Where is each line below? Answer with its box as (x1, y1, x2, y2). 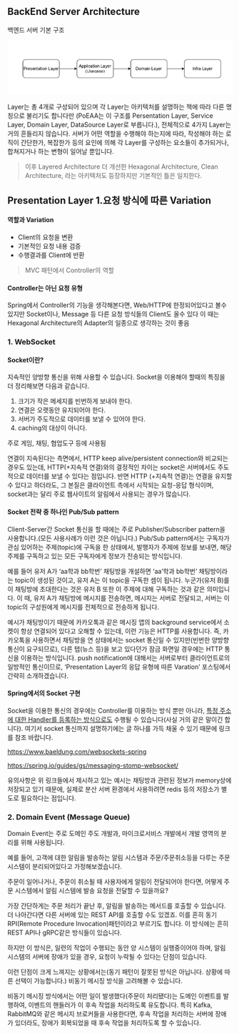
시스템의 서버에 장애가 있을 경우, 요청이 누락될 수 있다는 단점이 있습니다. (7, 953, 207, 961)
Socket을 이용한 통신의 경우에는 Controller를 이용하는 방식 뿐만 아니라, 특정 (7, 706, 219, 715)
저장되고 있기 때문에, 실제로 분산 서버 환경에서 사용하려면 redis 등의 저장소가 (7, 785, 220, 793)
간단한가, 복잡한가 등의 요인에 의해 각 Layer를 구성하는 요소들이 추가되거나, (20, 139, 230, 147)
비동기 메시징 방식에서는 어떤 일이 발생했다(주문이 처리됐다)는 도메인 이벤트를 (7, 992, 222, 1000)
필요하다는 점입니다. (20, 793, 76, 802)
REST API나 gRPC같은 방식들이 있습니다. (7, 928, 122, 937)
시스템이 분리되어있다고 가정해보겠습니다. (7, 863, 123, 871)
